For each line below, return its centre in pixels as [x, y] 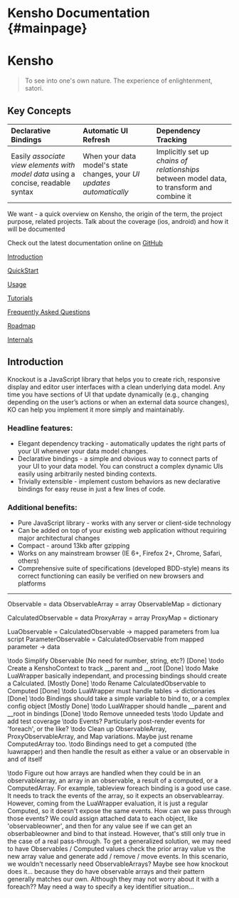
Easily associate [38, 156]
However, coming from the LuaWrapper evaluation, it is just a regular [108, 803]
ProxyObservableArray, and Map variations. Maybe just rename [100, 737]
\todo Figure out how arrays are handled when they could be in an [104, 773]
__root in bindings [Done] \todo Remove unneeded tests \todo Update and [116, 714]
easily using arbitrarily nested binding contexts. [87, 474]
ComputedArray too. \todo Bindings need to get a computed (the [102, 744]
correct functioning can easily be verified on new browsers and [111, 576]
